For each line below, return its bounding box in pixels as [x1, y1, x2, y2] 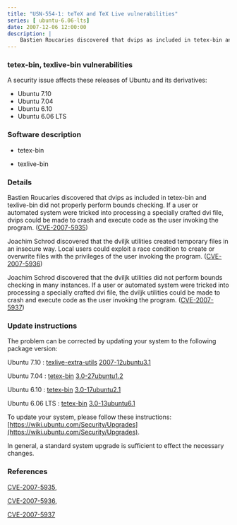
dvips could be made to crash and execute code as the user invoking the [7, 216, 219, 225]
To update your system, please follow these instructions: [7, 413, 171, 421]
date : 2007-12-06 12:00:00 [7, 23, 87, 30]
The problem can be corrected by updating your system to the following [7, 337, 217, 346]
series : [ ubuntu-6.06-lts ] [7, 17, 90, 24]
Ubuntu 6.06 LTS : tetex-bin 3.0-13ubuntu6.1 [7, 399, 135, 408]
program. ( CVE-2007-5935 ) [7, 223, 88, 232]
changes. [7, 449, 35, 458]
